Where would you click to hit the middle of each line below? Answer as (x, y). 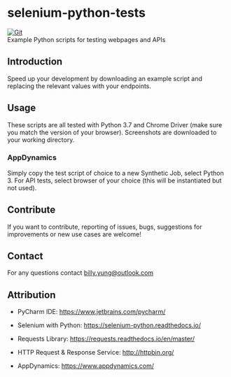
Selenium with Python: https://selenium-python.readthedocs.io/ (109, 325)
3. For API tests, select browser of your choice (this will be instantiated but (114, 180)
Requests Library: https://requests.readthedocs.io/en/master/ (106, 339)
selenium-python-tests (76, 13)
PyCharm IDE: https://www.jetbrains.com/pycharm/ (91, 312)
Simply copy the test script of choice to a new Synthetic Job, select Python (115, 173)
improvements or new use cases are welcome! (75, 234)
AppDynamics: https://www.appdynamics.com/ (86, 366)
